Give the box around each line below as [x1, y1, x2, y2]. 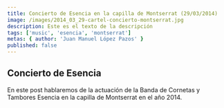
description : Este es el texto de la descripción [7, 23, 153, 30]
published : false [7, 42, 57, 49]
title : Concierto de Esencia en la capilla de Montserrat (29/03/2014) [7, 10, 218, 17]
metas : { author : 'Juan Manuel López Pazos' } [7, 36, 144, 43]
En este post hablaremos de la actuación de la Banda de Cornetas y [7, 85, 200, 94]
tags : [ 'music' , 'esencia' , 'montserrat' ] [7, 29, 131, 36]
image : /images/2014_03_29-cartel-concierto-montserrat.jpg [7, 17, 185, 23]
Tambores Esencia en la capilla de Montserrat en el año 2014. [7, 93, 183, 101]
